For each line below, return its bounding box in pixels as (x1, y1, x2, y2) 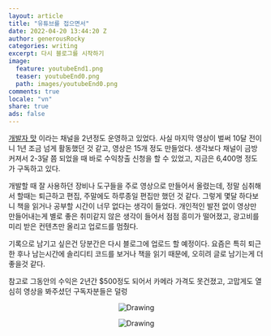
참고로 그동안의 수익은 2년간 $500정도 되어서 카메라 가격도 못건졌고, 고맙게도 (8, 277, 254, 286)
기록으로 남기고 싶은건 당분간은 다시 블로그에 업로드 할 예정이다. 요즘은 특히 (8, 239, 247, 248)
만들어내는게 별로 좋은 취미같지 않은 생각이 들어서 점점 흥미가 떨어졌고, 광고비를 (8, 212, 260, 221)
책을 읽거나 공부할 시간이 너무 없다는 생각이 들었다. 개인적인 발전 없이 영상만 (16, 201, 257, 211)
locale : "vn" (8, 95, 53, 103)
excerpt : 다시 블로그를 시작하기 (8, 50, 105, 58)
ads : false (8, 110, 45, 118)
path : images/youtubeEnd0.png (15, 80, 118, 88)
